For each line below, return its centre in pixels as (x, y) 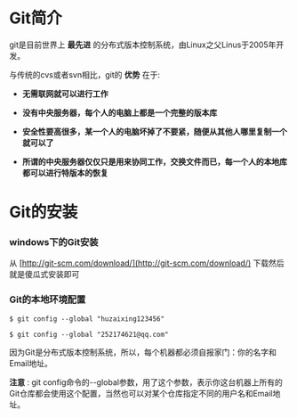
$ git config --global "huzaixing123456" (87, 319)
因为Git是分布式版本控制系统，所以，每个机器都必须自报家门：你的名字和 (143, 352)
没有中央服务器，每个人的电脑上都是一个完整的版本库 (120, 112)
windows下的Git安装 (54, 242)
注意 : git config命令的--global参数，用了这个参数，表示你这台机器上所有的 (146, 382)
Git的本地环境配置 (48, 299)
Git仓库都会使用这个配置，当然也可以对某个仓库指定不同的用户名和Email (141, 393)
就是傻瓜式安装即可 (44, 275)
